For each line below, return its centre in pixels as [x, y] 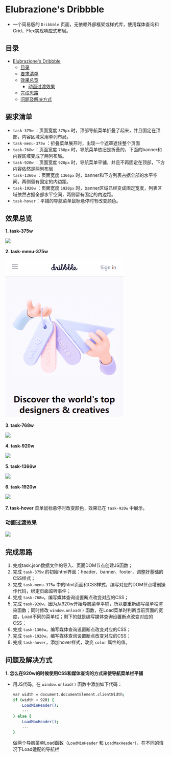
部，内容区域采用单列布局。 [42, 136]
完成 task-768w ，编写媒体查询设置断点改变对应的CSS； [71, 598]
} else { [22, 716]
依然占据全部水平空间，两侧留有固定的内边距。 [66, 194]
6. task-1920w [21, 487]
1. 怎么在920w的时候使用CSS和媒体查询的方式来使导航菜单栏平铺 [74, 673]
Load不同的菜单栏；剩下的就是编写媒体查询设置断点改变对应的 [87, 617]
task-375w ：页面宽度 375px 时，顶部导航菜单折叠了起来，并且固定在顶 [87, 130]
